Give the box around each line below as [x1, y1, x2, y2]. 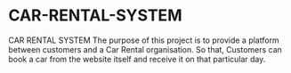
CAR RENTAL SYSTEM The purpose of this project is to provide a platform [8, 35, 279, 45]
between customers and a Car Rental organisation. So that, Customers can [8, 44, 282, 54]
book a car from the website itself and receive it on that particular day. [8, 53, 266, 64]
